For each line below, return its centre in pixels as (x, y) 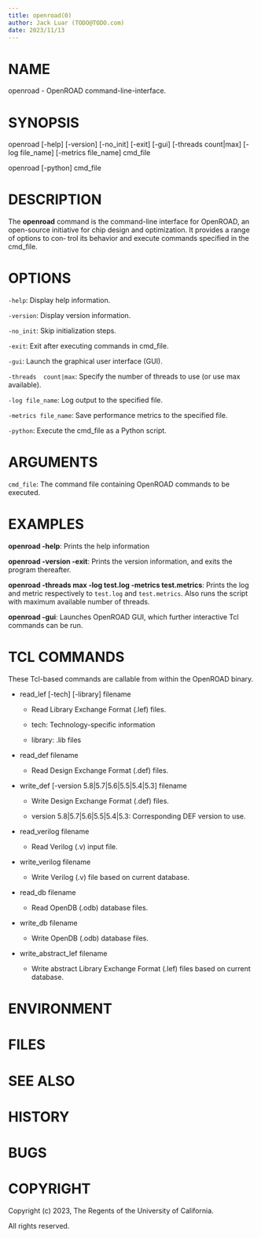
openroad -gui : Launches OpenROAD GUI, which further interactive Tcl (123, 617)
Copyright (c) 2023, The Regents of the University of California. (111, 1210)
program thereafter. (40, 570)
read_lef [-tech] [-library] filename (75, 694)
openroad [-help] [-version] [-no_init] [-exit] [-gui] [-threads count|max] (125, 144)
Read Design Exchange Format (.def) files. (100, 770)
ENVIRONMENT (60, 1009)
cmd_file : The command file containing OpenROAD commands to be (119, 484)
